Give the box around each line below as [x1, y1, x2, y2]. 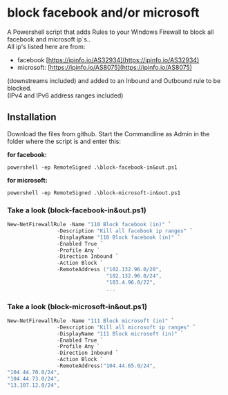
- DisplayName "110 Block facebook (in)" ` [56, 234, 181, 241]
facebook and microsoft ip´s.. [7, 35, 91, 43]
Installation [7, 111, 57, 123]
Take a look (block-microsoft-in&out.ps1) [7, 302, 147, 311]
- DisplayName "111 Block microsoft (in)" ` [56, 330, 184, 337]
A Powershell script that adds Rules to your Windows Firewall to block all [7, 28, 214, 36]
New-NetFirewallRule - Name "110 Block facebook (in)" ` [7, 221, 171, 228]
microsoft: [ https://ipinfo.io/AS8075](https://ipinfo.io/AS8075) [17, 63, 192, 71]
